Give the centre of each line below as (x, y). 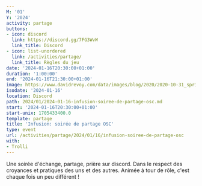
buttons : (17, 29)
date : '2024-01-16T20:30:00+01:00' (51, 68)
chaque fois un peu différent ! (43, 176)
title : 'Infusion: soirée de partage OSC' (60, 124)
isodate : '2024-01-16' (35, 91)
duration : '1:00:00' (32, 74)
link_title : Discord (37, 46)
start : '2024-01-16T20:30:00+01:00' (52, 107)
